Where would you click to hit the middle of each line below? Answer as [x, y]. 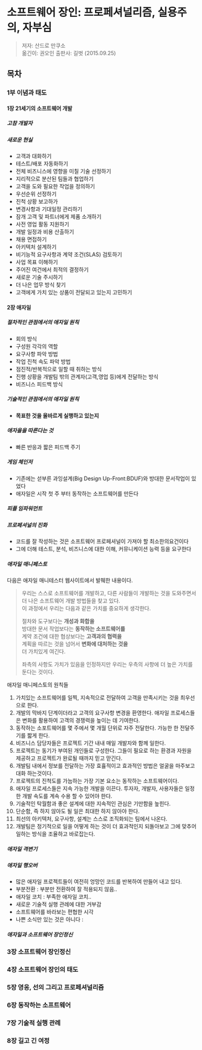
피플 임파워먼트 [25, 509]
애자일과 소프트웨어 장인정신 [40, 934]
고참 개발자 [20, 123]
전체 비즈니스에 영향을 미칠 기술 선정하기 [63, 171]
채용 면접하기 [31, 239]
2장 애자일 [19, 307]
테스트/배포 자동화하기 [42, 163]
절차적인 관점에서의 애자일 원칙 [43, 322]
